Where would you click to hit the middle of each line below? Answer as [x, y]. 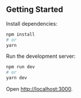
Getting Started [35, 10]
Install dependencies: [32, 23]
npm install [20, 34]
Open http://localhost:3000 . [39, 89]
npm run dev [20, 67]
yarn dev [17, 78]
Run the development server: [41, 56]
